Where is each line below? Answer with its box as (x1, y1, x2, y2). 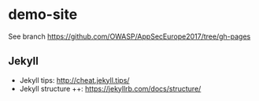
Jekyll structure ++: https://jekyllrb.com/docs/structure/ (19, 84, 202, 93)
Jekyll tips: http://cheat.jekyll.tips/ (19, 75, 130, 84)
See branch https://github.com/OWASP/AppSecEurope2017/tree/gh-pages (8, 32, 251, 41)
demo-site (8, 6, 78, 24)
